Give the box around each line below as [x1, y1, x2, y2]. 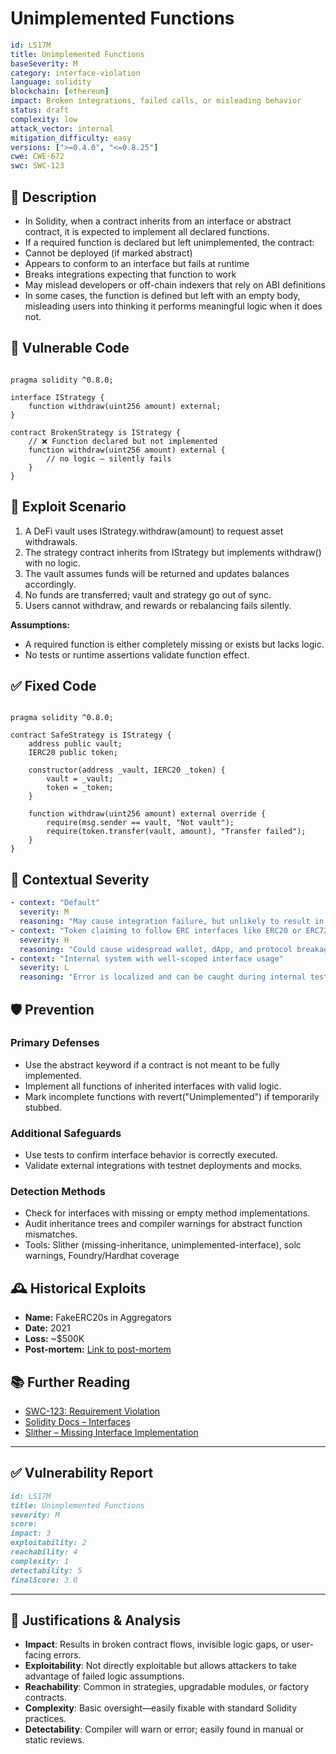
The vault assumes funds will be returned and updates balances [24, 567, 290, 579]
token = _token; [46, 783, 114, 793]
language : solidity [10, 77, 92, 87]
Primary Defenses [10, 1036, 100, 1050]
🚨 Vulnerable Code [10, 340, 130, 357]
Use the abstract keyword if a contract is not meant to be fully [24, 1058, 280, 1071]
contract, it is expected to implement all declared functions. [24, 226, 270, 237]
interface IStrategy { [10, 392, 105, 402]
